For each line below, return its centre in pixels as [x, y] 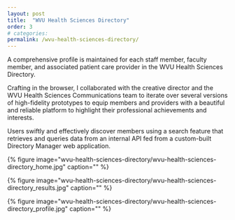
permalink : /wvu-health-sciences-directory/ [73, 40]
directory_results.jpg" [38, 188]
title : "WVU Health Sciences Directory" [69, 20]
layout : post [26, 14]
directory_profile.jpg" [38, 209]
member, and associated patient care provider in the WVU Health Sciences [115, 67]
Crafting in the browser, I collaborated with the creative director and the [110, 88]
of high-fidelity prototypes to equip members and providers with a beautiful [116, 103]
